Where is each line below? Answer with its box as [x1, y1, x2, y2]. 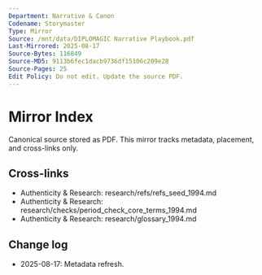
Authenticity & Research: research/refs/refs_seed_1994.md [20, 188, 217, 198]
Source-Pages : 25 [8, 65, 68, 73]
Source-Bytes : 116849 [8, 50, 82, 58]
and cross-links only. [8, 143, 79, 153]
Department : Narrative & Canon [8, 11, 115, 20]
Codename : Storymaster [8, 20, 85, 28]
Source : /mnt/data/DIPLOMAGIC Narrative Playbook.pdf [8, 34, 195, 43]
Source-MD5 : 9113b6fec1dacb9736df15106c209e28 [8, 58, 169, 66]
